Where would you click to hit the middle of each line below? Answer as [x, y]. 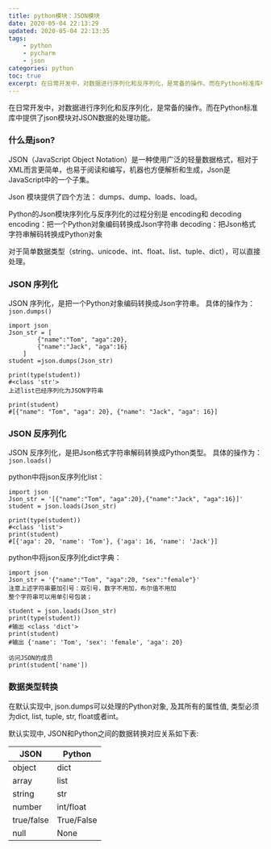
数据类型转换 [33, 687]
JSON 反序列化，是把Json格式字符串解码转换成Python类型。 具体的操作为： [135, 453]
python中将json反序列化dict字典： [65, 558]
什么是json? [32, 140]
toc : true [25, 76]
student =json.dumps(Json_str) [61, 361]
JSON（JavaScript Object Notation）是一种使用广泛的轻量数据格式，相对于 [133, 159]
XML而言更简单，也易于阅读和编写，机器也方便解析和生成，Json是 [120, 169]
